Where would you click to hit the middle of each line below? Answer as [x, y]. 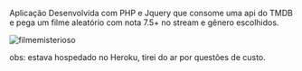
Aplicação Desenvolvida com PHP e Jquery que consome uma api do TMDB [151, 13]
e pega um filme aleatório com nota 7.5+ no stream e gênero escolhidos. [144, 22]
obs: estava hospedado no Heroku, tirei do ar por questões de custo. [138, 57]
